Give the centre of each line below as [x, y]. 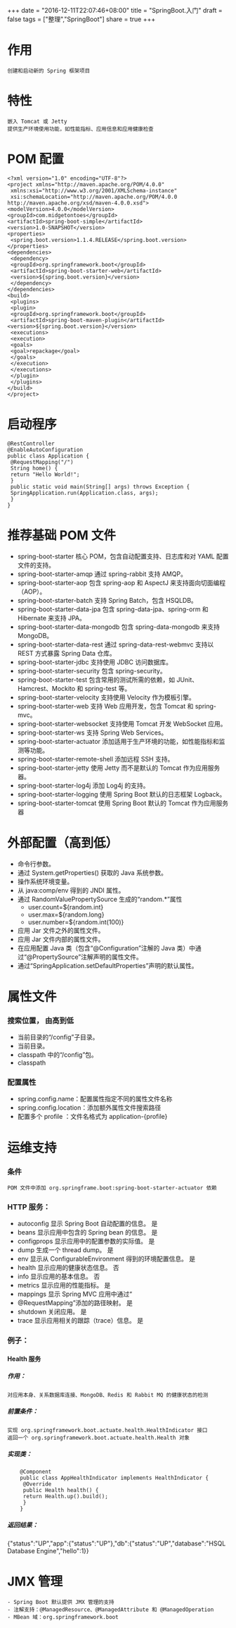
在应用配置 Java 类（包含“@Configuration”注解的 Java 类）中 [106, 948]
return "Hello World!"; [45, 475]
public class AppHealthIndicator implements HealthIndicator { [114, 1478]
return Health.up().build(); [66, 1496]
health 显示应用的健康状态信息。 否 [68, 1268]
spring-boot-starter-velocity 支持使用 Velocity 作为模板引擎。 [106, 697]
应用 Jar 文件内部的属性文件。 [61, 939]
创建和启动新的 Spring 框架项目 [49, 71]
